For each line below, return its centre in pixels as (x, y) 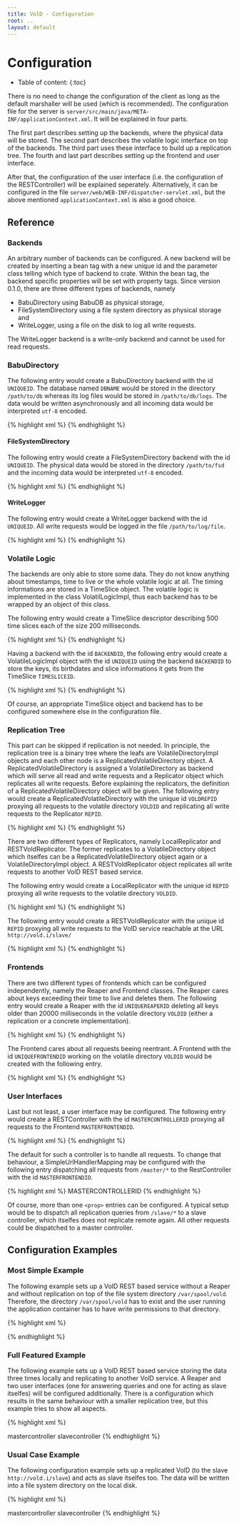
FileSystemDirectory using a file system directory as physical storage (119, 310)
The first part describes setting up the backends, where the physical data (115, 133)
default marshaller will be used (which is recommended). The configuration (118, 104)
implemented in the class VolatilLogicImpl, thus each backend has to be (113, 597)
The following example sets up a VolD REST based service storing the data (117, 1370)
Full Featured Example (47, 1355)
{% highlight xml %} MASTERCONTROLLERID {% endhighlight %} (104, 1191)
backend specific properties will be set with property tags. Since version (114, 281)
